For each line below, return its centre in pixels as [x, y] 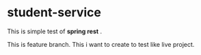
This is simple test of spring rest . [55, 31]
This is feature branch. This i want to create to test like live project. [101, 44]
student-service [54, 13]
